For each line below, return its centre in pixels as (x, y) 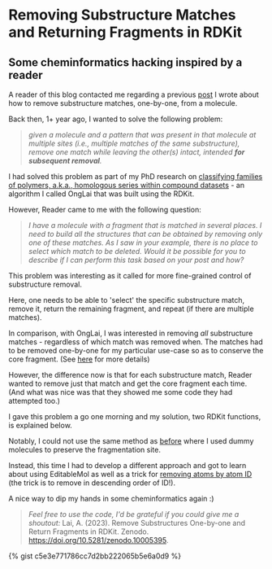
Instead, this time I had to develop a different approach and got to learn (127, 465)
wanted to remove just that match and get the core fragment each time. (128, 383)
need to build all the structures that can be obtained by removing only (145, 234)
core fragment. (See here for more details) (79, 359)
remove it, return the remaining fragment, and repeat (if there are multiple (131, 309)
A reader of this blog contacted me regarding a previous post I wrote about (134, 94)
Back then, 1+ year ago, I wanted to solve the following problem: (116, 119)
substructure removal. (45, 284)
